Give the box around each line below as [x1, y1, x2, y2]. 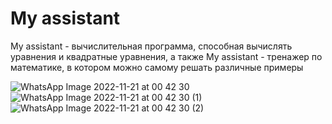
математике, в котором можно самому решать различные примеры [10, 61, 304, 73]
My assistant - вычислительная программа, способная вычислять [10, 40, 293, 52]
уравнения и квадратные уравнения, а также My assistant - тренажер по [10, 50, 323, 62]
